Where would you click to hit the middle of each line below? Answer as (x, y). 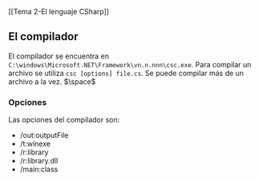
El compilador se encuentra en (59, 56)
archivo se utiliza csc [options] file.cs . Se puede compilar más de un (126, 73)
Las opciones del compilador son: (64, 120)
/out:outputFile (45, 135)
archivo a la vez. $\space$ (52, 81)
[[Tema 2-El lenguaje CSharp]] (59, 12)
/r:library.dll (39, 161)
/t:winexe (35, 144)
